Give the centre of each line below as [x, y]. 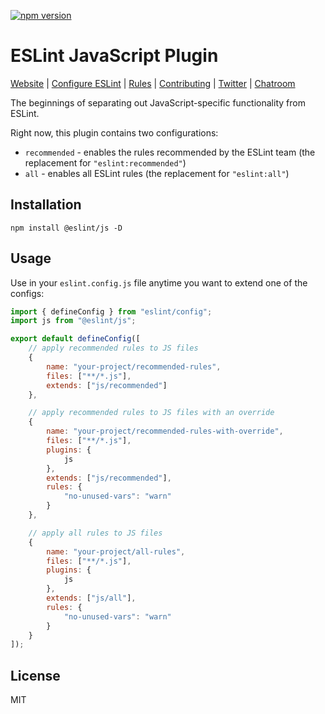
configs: [27, 293]
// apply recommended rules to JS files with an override [151, 413]
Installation [46, 205]
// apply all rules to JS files [95, 533]
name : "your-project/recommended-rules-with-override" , [165, 431]
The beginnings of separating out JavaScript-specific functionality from [158, 102]
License [35, 675]
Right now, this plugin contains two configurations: [114, 132]
